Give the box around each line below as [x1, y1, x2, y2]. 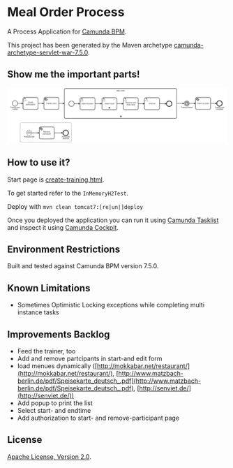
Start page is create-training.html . [7, 175, 105, 184]
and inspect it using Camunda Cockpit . [7, 223, 119, 231]
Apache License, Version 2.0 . [7, 452, 92, 461]
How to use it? [7, 156, 70, 168]
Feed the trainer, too [17, 346, 76, 355]
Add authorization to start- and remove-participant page [17, 414, 180, 422]
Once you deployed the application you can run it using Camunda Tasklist [7, 216, 219, 224]
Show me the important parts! [7, 68, 140, 80]
